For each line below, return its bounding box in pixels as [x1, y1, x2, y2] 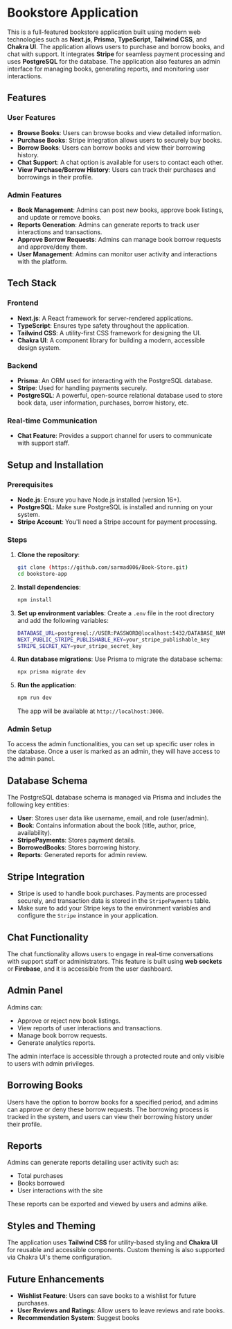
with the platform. [17, 257, 68, 265]
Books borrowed [17, 1179, 65, 1188]
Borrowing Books [7, 1080, 83, 1091]
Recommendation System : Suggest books [17, 1313, 140, 1321]
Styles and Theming [7, 1220, 96, 1231]
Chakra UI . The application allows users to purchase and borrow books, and [7, 42, 225, 51]
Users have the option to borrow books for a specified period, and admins [7, 1098, 218, 1106]
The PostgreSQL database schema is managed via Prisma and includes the [7, 793, 222, 802]
